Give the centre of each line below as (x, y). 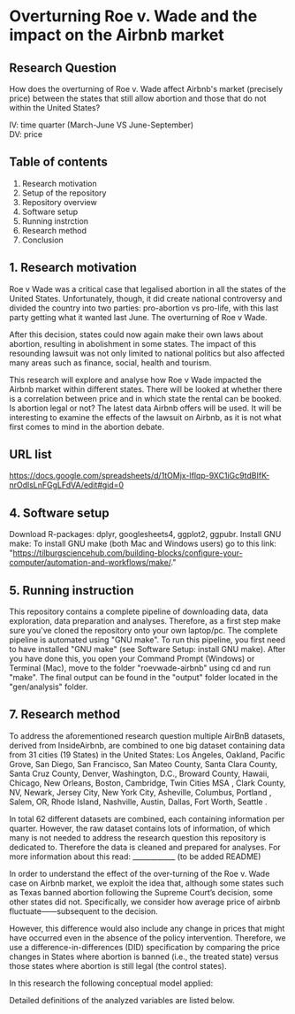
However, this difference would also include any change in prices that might (147, 928)
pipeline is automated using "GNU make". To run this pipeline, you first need (147, 640)
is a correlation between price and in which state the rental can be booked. (145, 398)
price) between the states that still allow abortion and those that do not (138, 98)
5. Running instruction (72, 590)
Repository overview (59, 202)
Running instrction (55, 221)
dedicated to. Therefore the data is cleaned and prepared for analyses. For (145, 847)
